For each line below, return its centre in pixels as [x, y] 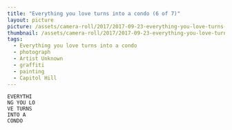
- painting [29, 71]
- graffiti [29, 65]
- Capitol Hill [35, 78]
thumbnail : [23, 33]
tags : [15, 39]
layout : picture [30, 20]
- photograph [32, 53]
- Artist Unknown [38, 59]
